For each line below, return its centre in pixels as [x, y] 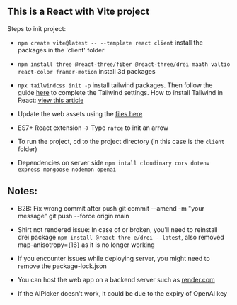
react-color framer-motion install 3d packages [86, 71]
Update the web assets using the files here [80, 113]
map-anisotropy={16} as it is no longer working [86, 245]
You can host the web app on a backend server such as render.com [116, 279]
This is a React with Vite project [79, 12]
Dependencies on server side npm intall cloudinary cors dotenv [114, 162]
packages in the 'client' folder [61, 50]
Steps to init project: [37, 28]
